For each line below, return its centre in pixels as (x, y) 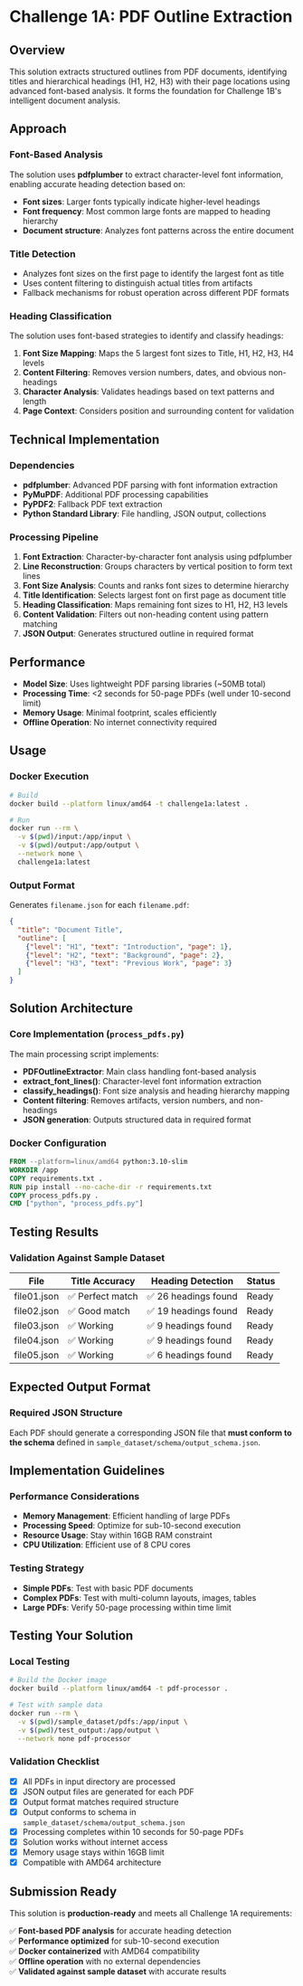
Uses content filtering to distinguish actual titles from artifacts (137, 283)
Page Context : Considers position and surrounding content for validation (158, 411)
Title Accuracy (103, 1281)
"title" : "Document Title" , (71, 930)
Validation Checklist (55, 1762)
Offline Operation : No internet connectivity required (119, 723)
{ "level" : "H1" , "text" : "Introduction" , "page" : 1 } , (129, 947)
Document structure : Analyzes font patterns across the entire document (158, 230)
